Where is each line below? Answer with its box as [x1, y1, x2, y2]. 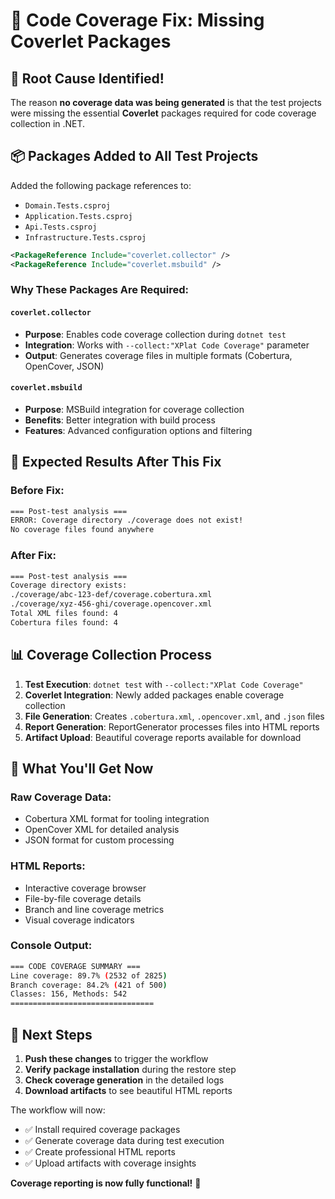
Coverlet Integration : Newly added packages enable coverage [24, 689, 285, 701]
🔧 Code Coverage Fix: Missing [10, 9, 265, 32]
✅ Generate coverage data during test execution [24, 1135, 225, 1147]
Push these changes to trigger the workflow [24, 1053, 209, 1065]
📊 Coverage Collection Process [10, 647, 212, 664]
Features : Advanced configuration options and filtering [24, 424, 253, 436]
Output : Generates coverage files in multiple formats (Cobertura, [24, 349, 293, 361]
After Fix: [10, 549, 57, 563]
